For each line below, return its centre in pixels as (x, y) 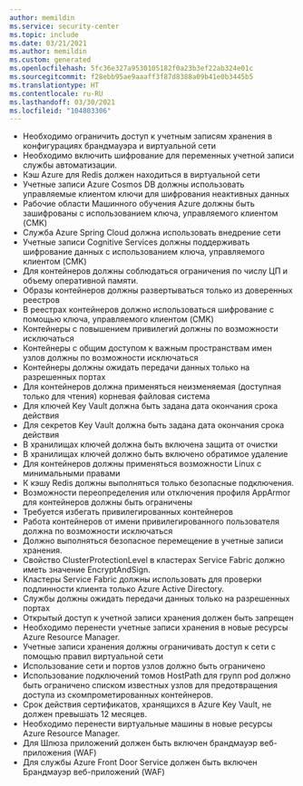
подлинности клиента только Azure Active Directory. (123, 589)
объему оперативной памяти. (80, 281)
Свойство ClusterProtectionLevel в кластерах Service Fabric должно (154, 560)
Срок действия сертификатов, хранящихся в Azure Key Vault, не (147, 704)
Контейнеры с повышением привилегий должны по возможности (150, 329)
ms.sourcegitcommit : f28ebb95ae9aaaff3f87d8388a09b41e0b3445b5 (132, 77)
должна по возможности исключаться (98, 531)
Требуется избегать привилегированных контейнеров (128, 512)
